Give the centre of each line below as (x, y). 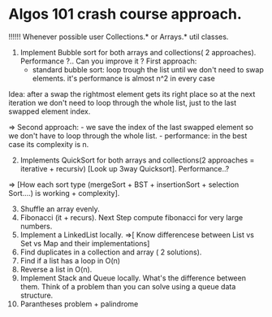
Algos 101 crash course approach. (125, 14)
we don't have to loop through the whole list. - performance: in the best (128, 136)
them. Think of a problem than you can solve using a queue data (128, 286)
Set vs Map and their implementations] (85, 243)
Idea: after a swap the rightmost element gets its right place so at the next (132, 93)
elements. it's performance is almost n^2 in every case (123, 78)
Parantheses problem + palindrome (79, 304)
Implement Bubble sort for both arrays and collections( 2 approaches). (138, 52)
